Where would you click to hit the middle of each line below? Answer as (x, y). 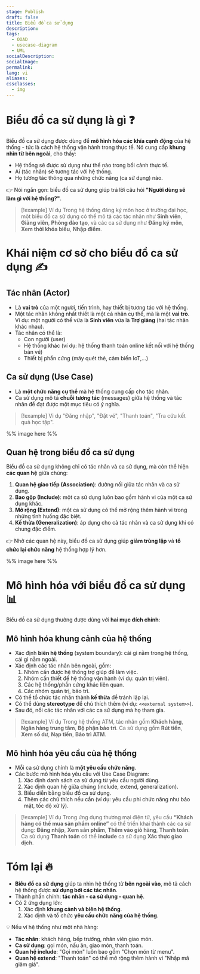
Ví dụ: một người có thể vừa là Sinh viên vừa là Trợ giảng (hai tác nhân (102, 320)
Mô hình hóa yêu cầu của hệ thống (72, 753)
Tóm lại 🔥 (30, 867)
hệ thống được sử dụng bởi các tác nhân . (66, 890)
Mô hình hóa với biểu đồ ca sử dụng (96, 585)
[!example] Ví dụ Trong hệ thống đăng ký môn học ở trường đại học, (104, 210)
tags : (13, 34)
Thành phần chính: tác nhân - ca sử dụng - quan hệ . (80, 896)
